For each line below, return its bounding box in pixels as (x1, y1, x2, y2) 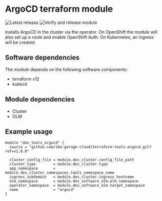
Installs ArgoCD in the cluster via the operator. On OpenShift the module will (5, 29, 158, 35)
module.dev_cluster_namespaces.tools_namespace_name (5, 170, 115, 175)
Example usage (5, 127, 53, 136)
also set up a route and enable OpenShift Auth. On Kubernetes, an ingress (5, 34, 154, 40)
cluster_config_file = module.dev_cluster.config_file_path (9, 158, 134, 162)
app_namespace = (9, 166, 56, 171)
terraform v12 (12, 76, 40, 81)
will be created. (5, 39, 36, 45)
